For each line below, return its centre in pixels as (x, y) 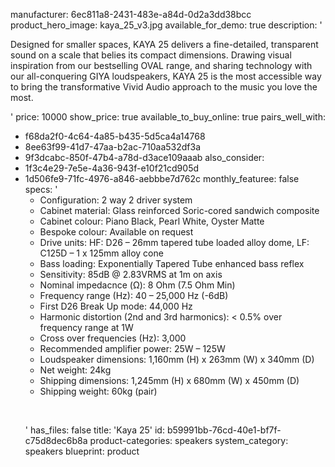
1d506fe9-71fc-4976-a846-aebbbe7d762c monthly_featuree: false (162, 178)
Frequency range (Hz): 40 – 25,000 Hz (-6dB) (134, 295)
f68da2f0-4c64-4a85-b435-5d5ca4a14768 (115, 136)
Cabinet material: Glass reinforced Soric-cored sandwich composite (179, 210)
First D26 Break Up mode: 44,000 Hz (116, 306)
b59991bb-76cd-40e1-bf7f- (224, 430)
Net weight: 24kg (75, 370)
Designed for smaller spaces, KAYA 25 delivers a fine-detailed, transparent (164, 44)
